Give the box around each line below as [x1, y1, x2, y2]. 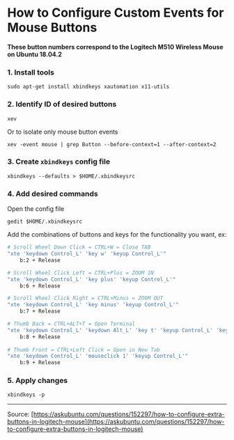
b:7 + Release [19, 308, 61, 315]
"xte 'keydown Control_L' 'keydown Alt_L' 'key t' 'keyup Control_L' [7, 327, 214, 333]
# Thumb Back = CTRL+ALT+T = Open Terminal [7, 320, 136, 327]
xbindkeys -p [7, 391, 45, 398]
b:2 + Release [19, 256, 61, 264]
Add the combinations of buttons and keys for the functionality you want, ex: [7, 230, 227, 239]
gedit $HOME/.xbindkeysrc [7, 218, 82, 226]
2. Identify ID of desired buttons [7, 100, 117, 109]
